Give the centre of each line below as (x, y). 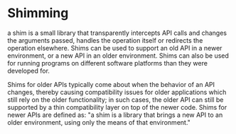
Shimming (38, 13)
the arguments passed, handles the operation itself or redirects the (105, 40)
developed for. (28, 71)
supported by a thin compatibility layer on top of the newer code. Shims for (117, 107)
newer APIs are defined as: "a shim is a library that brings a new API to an (115, 115)
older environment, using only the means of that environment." (99, 122)
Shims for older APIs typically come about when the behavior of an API (111, 84)
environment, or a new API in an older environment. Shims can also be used (118, 56)
